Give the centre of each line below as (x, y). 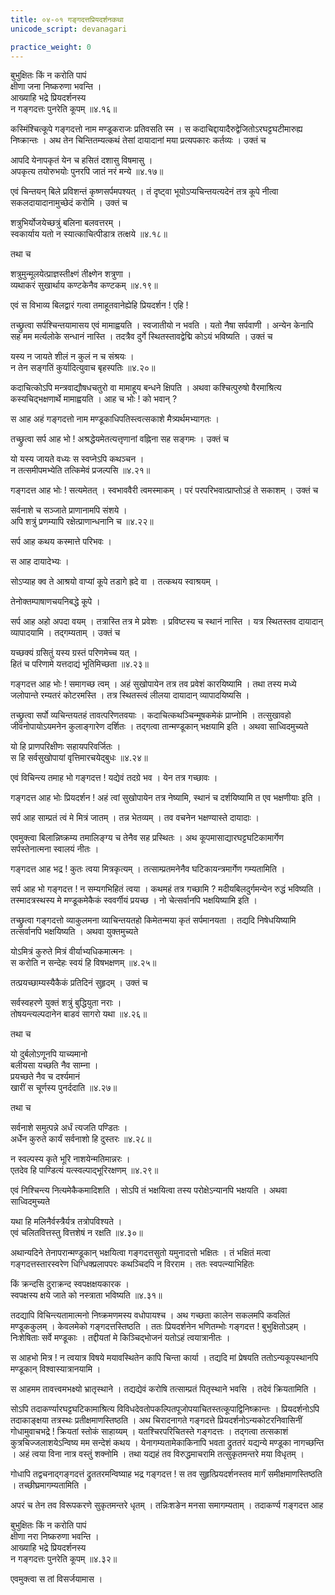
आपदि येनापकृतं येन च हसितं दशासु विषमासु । (81, 160)
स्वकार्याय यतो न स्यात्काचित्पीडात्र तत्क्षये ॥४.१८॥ (89, 234)
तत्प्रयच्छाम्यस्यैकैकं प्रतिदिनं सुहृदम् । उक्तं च (79, 983)
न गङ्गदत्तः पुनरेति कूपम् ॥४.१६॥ (64, 109)
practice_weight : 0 (51, 47)
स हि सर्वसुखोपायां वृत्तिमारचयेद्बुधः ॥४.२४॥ (79, 758)
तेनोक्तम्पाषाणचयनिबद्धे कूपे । (55, 602)
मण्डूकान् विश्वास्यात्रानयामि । (56, 1369)
